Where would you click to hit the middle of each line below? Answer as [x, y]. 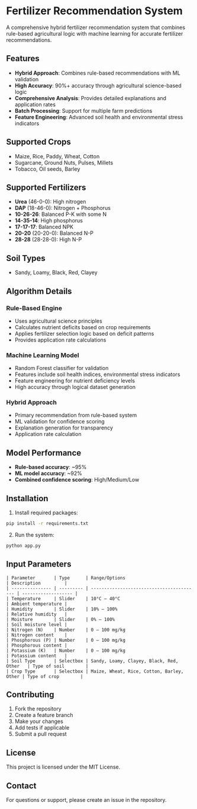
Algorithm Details [39, 291]
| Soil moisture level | [37, 625]
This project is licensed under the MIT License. [63, 767]
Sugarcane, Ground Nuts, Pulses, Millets [64, 163]
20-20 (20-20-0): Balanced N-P [54, 233]
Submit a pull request [41, 734]
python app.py [24, 546]
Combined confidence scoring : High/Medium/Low [77, 480]
